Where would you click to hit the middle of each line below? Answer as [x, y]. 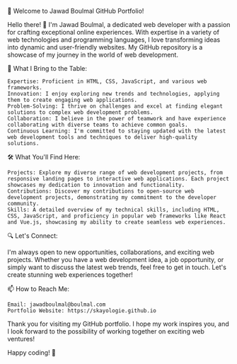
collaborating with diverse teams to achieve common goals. [98, 125]
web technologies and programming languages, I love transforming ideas [114, 40]
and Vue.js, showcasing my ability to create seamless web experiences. [117, 222]
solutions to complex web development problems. [80, 113]
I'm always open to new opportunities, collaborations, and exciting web [111, 252]
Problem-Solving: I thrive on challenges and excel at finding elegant [115, 106]
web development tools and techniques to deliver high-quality [103, 137]
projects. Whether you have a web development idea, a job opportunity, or [116, 260]
